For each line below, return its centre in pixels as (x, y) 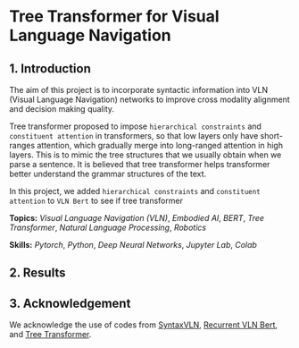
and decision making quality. (62, 109)
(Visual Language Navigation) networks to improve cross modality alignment (149, 99)
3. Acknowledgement (70, 303)
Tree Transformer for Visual (115, 17)
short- (272, 136)
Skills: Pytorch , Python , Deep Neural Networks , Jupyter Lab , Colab (133, 245)
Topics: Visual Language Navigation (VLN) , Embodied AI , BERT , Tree (137, 218)
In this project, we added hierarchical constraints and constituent (135, 191)
